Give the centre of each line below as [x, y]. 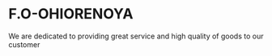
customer [24, 44]
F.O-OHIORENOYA [71, 14]
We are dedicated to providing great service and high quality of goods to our [136, 36]
